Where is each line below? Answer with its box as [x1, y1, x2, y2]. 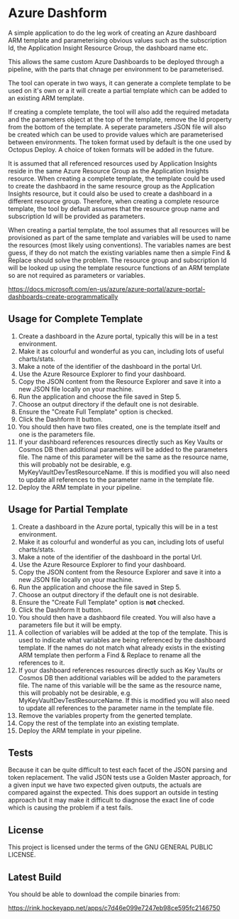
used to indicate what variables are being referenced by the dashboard [18, 635, 226, 644]
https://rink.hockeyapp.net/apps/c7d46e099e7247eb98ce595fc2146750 [8, 904, 221, 912]
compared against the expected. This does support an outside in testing [8, 788, 218, 797]
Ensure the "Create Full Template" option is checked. [18, 407, 173, 416]
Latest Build [8, 871, 62, 883]
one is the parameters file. [18, 430, 95, 439]
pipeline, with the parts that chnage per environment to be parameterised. [8, 65, 224, 73]
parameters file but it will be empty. [18, 620, 122, 629]
